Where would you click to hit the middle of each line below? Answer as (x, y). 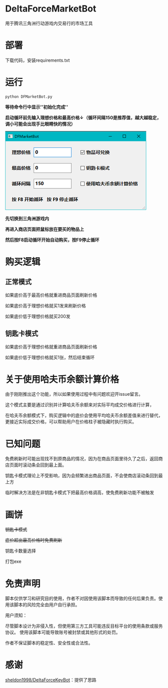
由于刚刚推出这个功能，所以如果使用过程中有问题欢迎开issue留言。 (74, 394)
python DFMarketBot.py (29, 97)
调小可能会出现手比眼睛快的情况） (40, 124)
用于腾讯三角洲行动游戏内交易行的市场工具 (49, 23)
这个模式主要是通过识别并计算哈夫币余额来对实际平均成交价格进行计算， (79, 405)
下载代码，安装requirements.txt (37, 60)
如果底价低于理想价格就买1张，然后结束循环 (50, 357)
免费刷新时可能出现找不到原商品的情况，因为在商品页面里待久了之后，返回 (82, 459)
